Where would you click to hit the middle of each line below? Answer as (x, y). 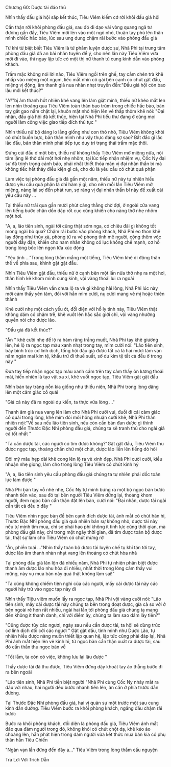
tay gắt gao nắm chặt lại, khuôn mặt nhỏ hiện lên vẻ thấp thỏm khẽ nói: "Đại (85, 111)
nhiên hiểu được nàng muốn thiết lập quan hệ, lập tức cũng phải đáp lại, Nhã (86, 636)
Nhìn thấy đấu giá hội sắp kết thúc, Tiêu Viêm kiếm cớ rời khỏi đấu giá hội (82, 17)
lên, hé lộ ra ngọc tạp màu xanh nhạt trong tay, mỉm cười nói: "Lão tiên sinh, (85, 345)
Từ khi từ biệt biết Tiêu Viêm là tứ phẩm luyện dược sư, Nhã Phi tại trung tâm (86, 48)
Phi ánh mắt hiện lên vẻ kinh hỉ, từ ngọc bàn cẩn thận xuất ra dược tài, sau (83, 641)
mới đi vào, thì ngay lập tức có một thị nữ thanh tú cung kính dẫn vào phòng (85, 59)
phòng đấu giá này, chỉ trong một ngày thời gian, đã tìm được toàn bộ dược (84, 532)
